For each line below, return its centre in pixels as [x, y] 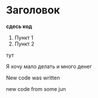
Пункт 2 [24, 44]
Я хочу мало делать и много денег [49, 66]
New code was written [33, 78]
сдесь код [19, 26]
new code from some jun [36, 89]
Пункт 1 [24, 37]
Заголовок [33, 10]
